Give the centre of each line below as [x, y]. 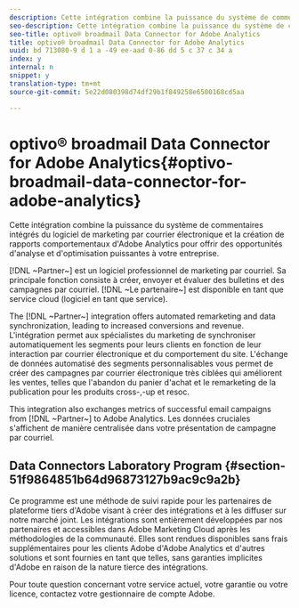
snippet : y [29, 76]
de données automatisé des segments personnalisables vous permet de [141, 364]
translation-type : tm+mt [55, 84]
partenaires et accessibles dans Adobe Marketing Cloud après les [130, 530]
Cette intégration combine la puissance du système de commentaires [137, 225]
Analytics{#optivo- [161, 162]
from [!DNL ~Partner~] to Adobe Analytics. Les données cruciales [130, 418]
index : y [25, 59]
